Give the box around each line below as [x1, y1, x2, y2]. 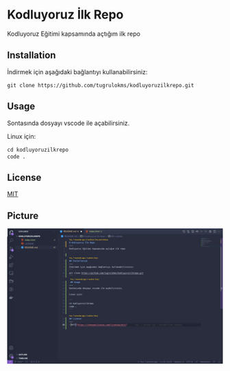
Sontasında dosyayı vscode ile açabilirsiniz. [7, 119, 130, 127]
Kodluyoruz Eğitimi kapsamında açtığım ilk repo [7, 30, 140, 38]
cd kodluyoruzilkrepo [7, 146, 69, 153]
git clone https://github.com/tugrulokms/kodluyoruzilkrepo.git [7, 82, 194, 89]
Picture [7, 210, 39, 221]
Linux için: [7, 132, 36, 140]
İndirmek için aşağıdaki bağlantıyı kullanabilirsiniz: [7, 67, 148, 76]
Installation [7, 49, 56, 61]
